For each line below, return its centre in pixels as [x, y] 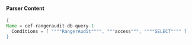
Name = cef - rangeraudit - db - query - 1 [50, 26]
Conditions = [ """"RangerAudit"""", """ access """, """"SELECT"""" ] [99, 31]
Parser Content [25, 8]
